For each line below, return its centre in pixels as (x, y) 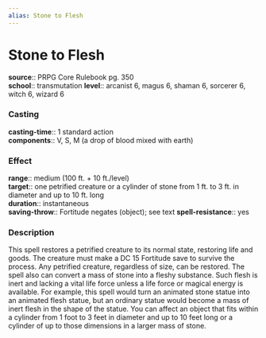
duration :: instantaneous (49, 204)
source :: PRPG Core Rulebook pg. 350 (71, 77)
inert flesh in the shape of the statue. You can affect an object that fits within (133, 309)
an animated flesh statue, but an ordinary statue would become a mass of (129, 301)
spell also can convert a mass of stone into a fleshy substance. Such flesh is (133, 275)
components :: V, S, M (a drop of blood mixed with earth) (101, 140)
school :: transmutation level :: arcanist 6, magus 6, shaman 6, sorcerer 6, (127, 85)
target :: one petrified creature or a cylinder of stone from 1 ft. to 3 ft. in (124, 187)
